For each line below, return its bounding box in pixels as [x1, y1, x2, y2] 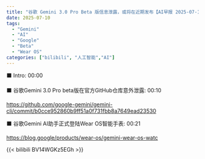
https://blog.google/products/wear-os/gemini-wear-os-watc [6, 134, 159, 141]
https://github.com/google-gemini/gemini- [6, 100, 113, 108]
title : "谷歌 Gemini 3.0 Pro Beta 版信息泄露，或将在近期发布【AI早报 [6, 9, 173, 15]
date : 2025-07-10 [6, 15, 51, 21]
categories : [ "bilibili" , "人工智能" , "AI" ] [6, 54, 115, 61]
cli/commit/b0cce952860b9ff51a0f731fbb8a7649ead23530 [6, 107, 157, 114]
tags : [6, 20, 20, 26]
